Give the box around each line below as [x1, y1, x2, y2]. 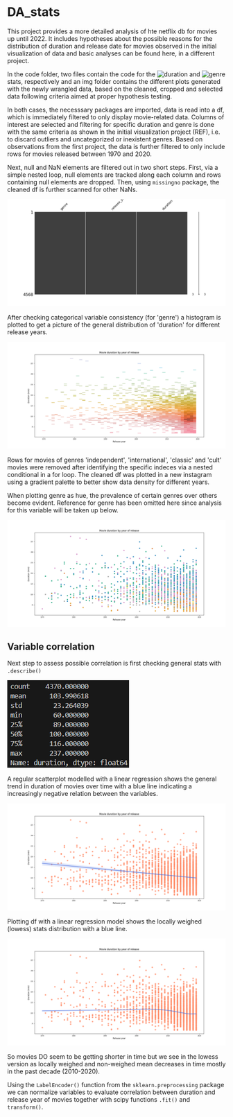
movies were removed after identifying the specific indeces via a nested [7, 463, 214, 471]
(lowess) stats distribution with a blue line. [7, 925, 128, 933]
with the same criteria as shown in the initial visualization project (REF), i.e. [7, 128, 221, 136]
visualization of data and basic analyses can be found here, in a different [7, 49, 215, 58]
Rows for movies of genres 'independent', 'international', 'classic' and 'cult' [7, 456, 222, 465]
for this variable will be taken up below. [7, 506, 119, 514]
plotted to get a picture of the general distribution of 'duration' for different [7, 320, 221, 329]
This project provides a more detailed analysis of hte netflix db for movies [7, 27, 218, 35]
